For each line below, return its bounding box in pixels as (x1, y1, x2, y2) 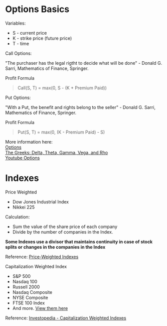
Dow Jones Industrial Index (12, 198, 69, 204)
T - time (12, 40, 29, 46)
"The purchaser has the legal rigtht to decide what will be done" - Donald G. (5, 60, 162, 66)
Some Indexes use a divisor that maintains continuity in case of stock (5, 239, 153, 245)
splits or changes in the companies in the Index (5, 244, 106, 250)
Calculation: (5, 213, 30, 220)
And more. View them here (12, 305, 68, 311)
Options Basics (5, 4, 70, 15)
